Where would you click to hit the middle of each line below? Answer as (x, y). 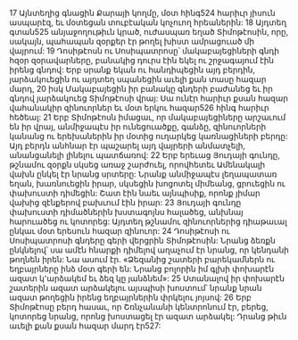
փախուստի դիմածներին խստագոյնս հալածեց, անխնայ (126, 212)
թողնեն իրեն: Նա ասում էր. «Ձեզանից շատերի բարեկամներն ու (142, 259)
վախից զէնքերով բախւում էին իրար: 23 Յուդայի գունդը (125, 203)
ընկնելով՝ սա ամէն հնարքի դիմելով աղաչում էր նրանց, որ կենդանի (149, 250)
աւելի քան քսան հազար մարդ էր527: (85, 326)
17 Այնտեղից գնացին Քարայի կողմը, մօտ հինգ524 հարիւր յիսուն (142, 13)
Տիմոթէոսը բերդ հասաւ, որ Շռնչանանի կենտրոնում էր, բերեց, (139, 307)
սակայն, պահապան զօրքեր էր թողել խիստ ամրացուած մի (132, 41)
